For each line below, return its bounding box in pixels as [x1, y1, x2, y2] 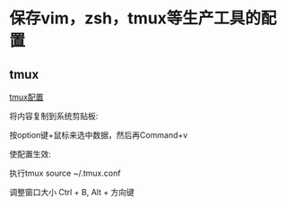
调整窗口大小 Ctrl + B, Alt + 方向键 [9, 187, 134, 197]
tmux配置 [9, 91, 44, 102]
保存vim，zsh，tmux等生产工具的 [9, 8, 262, 29]
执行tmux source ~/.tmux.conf [9, 167, 121, 178]
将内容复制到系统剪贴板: [9, 111, 99, 121]
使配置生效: [9, 149, 52, 159]
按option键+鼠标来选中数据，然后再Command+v [9, 130, 188, 140]
